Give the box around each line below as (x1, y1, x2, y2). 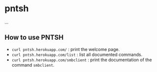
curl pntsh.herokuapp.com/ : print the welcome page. (11, 46, 120, 52)
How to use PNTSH (4, 33, 64, 42)
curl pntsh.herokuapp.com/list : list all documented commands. (11, 51, 143, 57)
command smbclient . (11, 62, 54, 68)
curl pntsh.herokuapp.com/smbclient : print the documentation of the (11, 57, 152, 63)
